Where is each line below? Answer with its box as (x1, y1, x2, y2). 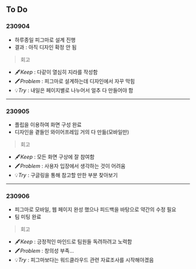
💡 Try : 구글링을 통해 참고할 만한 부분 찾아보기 (14, 171, 118, 178)
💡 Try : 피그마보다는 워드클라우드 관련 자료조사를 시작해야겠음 (14, 257, 154, 264)
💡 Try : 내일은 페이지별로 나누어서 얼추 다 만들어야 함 (14, 87, 134, 94)
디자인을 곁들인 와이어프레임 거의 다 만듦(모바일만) (14, 128, 129, 135)
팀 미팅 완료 (14, 213, 42, 220)
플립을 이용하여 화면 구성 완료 (14, 121, 82, 128)
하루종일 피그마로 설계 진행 (14, 36, 76, 43)
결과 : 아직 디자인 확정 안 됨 (14, 43, 77, 50)
